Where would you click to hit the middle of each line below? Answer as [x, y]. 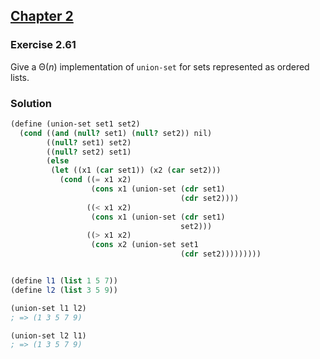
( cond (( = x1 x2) [95, 180]
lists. [20, 77]
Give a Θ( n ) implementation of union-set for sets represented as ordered [160, 66]
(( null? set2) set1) [89, 152]
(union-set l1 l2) [48, 308]
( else [58, 161]
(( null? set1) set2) [89, 142]
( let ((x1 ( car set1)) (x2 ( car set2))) [136, 170]
